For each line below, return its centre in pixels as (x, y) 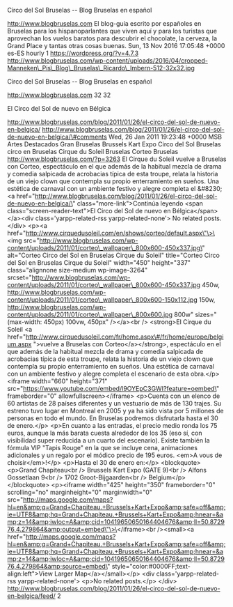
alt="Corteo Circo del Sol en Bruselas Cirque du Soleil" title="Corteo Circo (114, 255)
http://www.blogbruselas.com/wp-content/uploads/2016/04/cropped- (108, 61)
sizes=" (206, 314)
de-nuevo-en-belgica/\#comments (57, 137)
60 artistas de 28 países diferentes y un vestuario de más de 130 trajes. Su (114, 403)
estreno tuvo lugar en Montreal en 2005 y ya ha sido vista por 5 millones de (115, 411)
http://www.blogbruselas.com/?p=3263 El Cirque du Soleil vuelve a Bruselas (117, 159)
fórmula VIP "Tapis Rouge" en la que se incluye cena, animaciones (103, 448)
